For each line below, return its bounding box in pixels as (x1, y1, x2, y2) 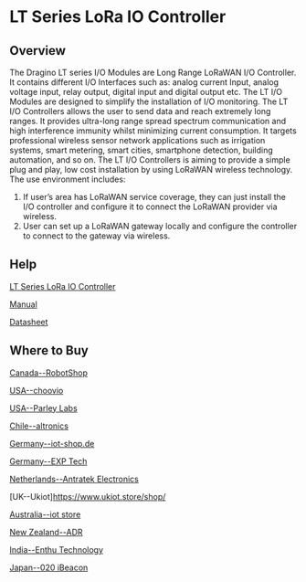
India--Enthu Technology (9, 544, 103, 555)
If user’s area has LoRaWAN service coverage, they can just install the (22, 192, 286, 202)
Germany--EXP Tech (9, 455, 88, 467)
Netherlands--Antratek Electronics (9, 473, 140, 484)
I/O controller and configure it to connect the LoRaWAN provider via (22, 201, 278, 212)
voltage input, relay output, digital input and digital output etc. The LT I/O (9, 87, 283, 97)
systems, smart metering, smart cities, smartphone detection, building (9, 144, 274, 155)
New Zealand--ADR (9, 526, 84, 537)
